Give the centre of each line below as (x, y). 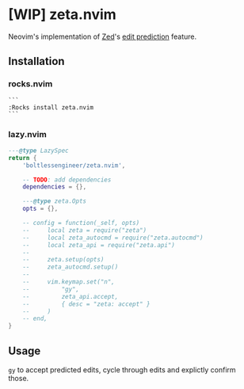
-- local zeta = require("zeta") (85, 230)
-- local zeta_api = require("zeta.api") (99, 245)
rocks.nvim (30, 84)
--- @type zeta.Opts (55, 201)
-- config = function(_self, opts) (81, 223)
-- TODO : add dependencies (67, 180)
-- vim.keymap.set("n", (69, 282)
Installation (36, 61)
